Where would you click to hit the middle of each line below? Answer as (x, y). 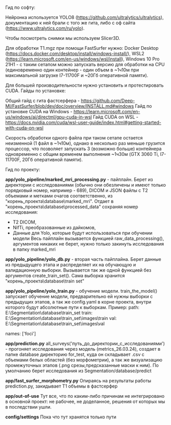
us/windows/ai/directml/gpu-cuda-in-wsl (49, 117)
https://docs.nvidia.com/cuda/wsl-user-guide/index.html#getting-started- (83, 122)
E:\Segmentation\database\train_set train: (49, 313)
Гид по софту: (20, 7)
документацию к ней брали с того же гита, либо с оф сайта (70, 23)
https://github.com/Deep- (108, 100)
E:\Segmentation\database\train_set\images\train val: (61, 318)
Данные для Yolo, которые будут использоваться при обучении (82, 233)
